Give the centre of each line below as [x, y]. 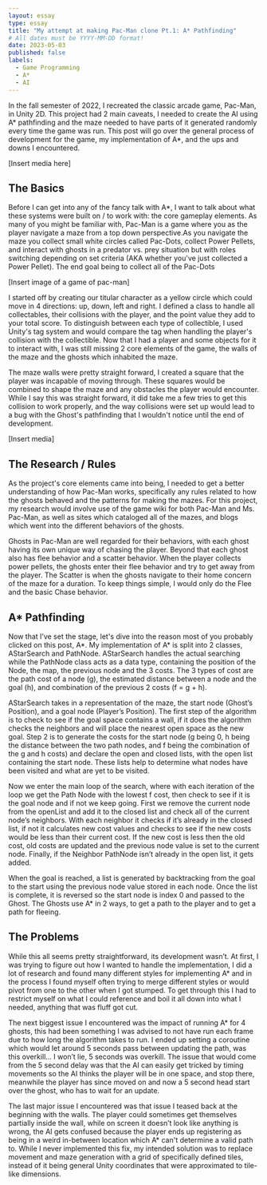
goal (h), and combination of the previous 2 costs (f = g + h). [108, 687]
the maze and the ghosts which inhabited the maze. [93, 357]
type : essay [28, 23]
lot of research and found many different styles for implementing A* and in [130, 973]
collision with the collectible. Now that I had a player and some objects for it [132, 340]
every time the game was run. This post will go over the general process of [132, 131]
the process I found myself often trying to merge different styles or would [129, 981]
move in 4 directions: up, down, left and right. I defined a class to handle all [132, 306]
